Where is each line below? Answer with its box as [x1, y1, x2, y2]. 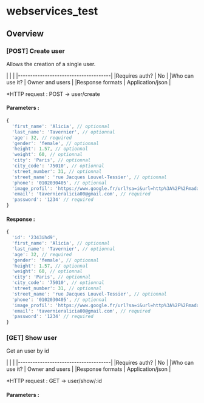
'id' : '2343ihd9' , [12, 235, 59, 241]
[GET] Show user [6, 334, 58, 342]
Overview [6, 29, 44, 39]
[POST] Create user [6, 47, 65, 55]
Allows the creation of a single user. [6, 60, 96, 67]
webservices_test [6, 4, 98, 18]
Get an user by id [6, 347, 50, 354]
